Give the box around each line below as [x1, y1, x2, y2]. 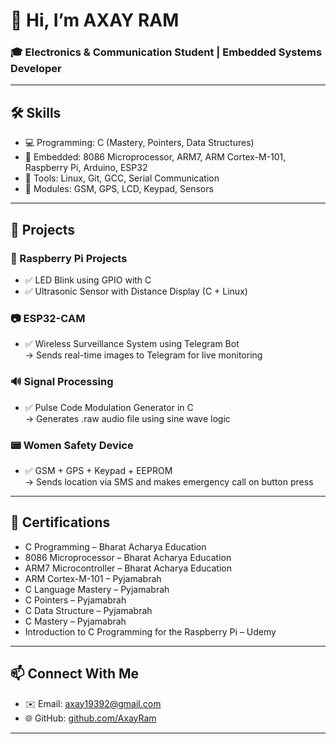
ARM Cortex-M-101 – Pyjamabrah [24, 572, 162, 584]
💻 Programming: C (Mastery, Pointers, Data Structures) [24, 137, 255, 149]
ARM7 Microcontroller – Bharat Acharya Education [24, 562, 232, 574]
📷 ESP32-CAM [10, 311, 86, 325]
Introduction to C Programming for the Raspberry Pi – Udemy [24, 625, 277, 638]
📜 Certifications [10, 514, 111, 531]
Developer [10, 62, 62, 76]
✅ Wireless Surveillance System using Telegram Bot [24, 338, 240, 350]
